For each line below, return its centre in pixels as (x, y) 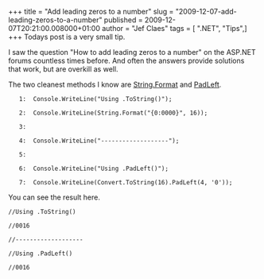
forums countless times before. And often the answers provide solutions (126, 60)
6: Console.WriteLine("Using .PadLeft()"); (94, 169)
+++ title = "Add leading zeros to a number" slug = (91, 12)
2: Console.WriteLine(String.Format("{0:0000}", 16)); (113, 113)
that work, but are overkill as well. (63, 69)
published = (123, 20)
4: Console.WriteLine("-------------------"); (99, 141)
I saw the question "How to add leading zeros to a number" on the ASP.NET (132, 52)
